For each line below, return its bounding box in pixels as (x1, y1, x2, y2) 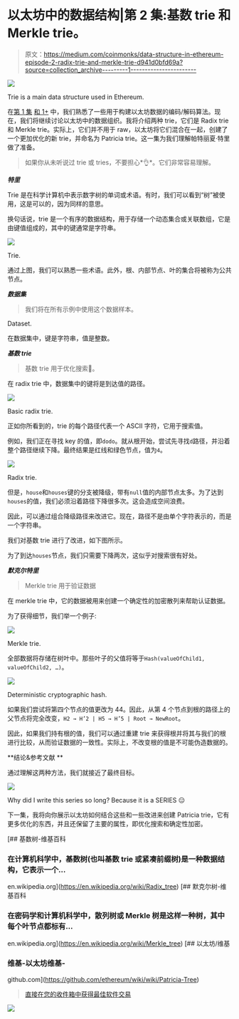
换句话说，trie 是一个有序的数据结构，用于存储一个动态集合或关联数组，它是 (7, 214, 231, 223)
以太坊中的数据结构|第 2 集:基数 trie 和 (7, 7, 231, 23)
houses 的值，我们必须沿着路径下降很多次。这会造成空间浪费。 (7, 496, 188, 505)
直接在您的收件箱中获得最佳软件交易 (24, 990, 132, 998)
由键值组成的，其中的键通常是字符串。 (7, 223, 119, 232)
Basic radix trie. (7, 407, 53, 415)
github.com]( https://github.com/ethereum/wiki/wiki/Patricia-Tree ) (7, 975, 199, 983)
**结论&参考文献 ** (7, 753, 64, 761)
